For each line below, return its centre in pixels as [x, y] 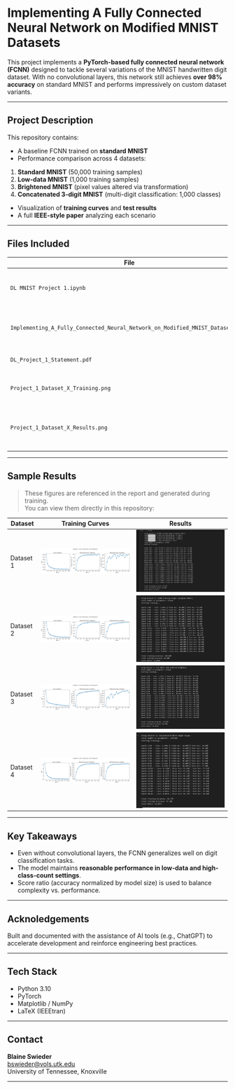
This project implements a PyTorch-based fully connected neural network [116, 62]
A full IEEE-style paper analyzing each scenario [86, 215]
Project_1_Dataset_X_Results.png [59, 428]
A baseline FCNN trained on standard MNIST [83, 151]
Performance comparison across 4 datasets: [81, 158]
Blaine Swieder [30, 1056]
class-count [35, 875]
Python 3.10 [34, 988]
